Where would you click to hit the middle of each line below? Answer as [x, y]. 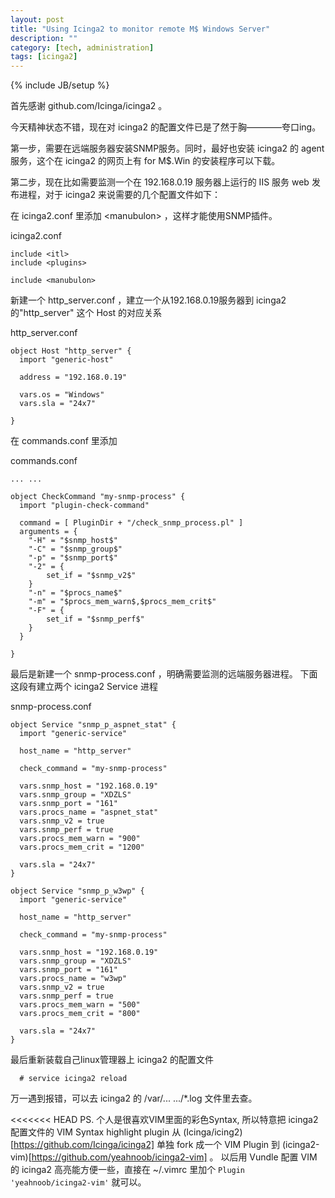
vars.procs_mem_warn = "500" [80, 1005]
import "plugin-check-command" [84, 506]
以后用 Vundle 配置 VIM [269, 1157]
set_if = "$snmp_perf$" [95, 619]
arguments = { [48, 532]
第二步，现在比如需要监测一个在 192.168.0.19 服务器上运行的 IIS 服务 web [160, 182]
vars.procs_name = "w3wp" [73, 979]
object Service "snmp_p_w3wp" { [77, 891]
